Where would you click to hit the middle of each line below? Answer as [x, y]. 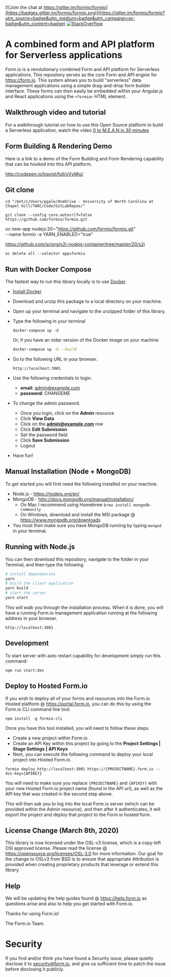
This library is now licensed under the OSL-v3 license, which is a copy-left [83, 843]
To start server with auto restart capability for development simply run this [83, 655]
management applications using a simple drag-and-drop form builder [78, 85]
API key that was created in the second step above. [59, 794]
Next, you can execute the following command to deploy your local [83, 754]
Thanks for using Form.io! [32, 914]
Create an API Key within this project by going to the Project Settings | [87, 743]
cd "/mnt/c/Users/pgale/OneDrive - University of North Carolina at [79, 202]
